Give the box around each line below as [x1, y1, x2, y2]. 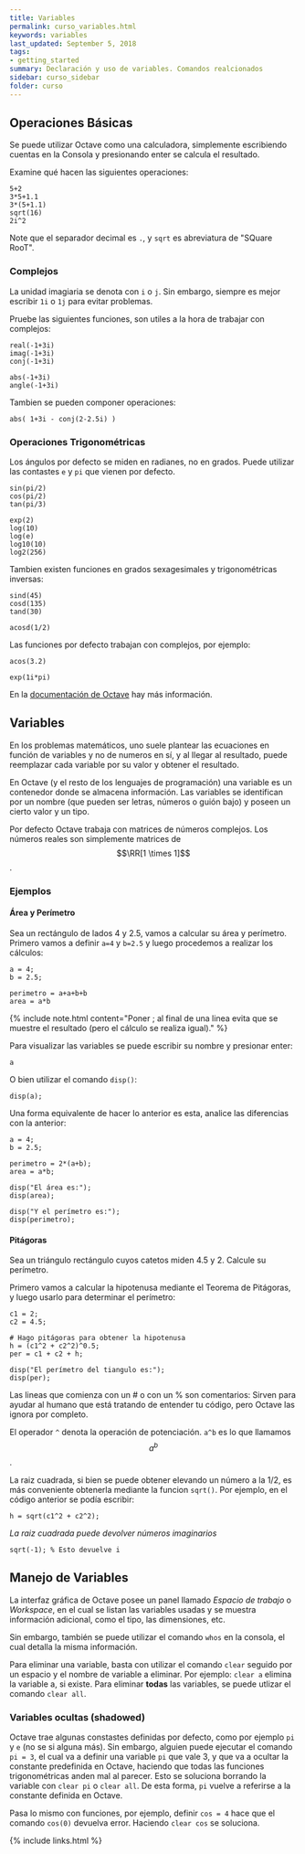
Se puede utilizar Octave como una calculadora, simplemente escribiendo [9, 139, 288, 151]
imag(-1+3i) [9, 348, 55, 357]
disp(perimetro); [9, 1215, 76, 1224]
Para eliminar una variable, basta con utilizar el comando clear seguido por [9, 1658, 293, 1669]
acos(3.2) [9, 657, 47, 666]
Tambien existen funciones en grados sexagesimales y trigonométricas [9, 564, 278, 575]
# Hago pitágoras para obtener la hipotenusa [9, 1334, 185, 1343]
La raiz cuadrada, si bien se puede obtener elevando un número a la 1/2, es [9, 1474, 292, 1486]
